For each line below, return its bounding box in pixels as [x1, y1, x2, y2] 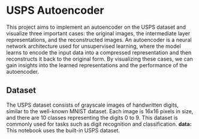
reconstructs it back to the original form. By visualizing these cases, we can [6, 55, 193, 62]
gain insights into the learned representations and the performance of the [6, 61, 188, 69]
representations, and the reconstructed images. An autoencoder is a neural [6, 36, 192, 43]
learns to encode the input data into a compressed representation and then [6, 49, 192, 56]
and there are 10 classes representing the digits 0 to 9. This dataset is [6, 114, 178, 121]
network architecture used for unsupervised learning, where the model [6, 43, 181, 50]
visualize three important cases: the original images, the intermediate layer [6, 29, 191, 37]
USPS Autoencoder [6, 4, 104, 17]
